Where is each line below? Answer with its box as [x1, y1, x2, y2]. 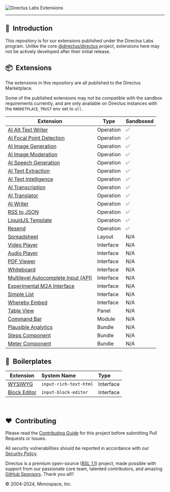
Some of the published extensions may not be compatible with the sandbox [5, 95, 163, 101]
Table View [8, 307, 34, 314]
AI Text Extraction [8, 167, 50, 174]
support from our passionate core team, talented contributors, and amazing [5, 466, 163, 472]
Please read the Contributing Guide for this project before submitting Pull [5, 430, 157, 436]
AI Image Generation [8, 142, 57, 149]
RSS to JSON [8, 208, 39, 215]
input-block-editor [41, 390, 89, 395]
